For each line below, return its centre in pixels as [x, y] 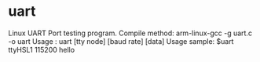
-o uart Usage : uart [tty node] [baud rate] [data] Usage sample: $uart [121, 41]
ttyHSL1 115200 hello [42, 49]
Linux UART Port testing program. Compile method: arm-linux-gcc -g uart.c [130, 33]
